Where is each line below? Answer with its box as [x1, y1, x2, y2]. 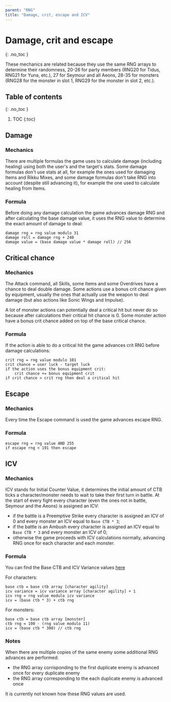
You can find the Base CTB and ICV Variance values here [5, 564, 125, 571]
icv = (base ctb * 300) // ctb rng [5, 626, 81, 631]
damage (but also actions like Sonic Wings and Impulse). [5, 297, 125, 303]
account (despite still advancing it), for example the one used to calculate [5, 180, 160, 186]
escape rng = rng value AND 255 [5, 441, 74, 446]
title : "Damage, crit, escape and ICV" [5, 12, 90, 17]
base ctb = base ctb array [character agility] [5, 584, 109, 590]
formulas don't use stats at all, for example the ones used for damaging [5, 169, 156, 175]
